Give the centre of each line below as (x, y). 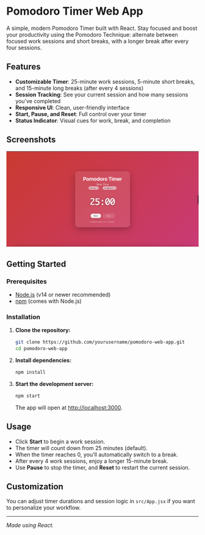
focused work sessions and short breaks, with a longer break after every (98, 41)
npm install (30, 373)
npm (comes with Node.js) (49, 301)
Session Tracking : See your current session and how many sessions (102, 94)
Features (23, 67)
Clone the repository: (43, 330)
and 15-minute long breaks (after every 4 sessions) (79, 88)
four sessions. (24, 48)
